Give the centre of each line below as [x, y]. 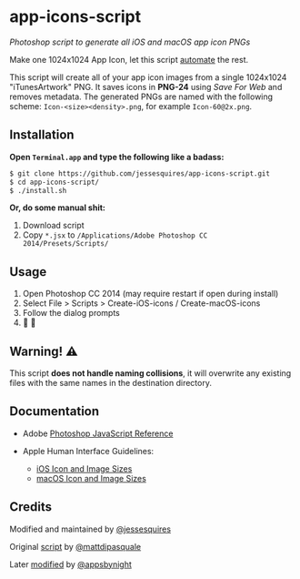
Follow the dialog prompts [71, 313]
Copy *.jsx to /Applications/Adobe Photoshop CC [115, 235]
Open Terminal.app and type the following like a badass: [117, 157]
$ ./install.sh [38, 190]
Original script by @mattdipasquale [75, 546]
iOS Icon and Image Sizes [84, 468]
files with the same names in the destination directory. [110, 383]
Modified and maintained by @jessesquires [90, 529]
